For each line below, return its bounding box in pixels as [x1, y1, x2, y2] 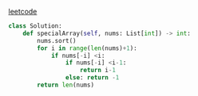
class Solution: [8, 22, 62, 30]
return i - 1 [79, 67, 116, 75]
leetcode [8, 7, 38, 16]
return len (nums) [37, 81, 94, 89]
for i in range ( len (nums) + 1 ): [37, 44, 137, 52]
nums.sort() [37, 36, 77, 44]
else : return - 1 [65, 74, 120, 82]
